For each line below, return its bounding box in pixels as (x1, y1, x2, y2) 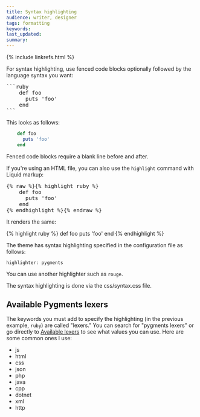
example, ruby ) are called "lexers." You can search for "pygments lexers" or (6, 322, 195, 329)
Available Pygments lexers (6, 300, 109, 310)
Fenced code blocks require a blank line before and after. (6, 152, 149, 160)
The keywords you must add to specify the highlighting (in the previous (6, 315, 184, 323)
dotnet (15, 391, 32, 399)
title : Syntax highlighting (6, 8, 77, 15)
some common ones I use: (6, 335, 73, 342)
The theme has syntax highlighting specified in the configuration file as (6, 241, 183, 248)
